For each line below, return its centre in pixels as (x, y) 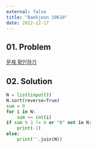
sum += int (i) (34, 117)
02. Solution (29, 81)
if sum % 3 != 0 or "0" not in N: (49, 123)
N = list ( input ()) (29, 95)
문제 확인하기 (21, 62)
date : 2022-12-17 (28, 23)
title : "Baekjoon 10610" (37, 17)
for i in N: (21, 112)
